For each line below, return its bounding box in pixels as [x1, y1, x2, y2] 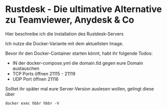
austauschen [12, 65, 40, 71]
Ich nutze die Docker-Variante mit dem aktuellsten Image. [5, 40, 124, 46]
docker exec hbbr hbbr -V [5, 100, 59, 106]
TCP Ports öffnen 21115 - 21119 [12, 70, 76, 76]
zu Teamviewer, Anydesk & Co [5, 14, 134, 26]
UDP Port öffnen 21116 [12, 76, 59, 82]
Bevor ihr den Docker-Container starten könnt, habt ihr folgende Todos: [5, 50, 153, 56]
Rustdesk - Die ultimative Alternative [5, 4, 162, 15]
